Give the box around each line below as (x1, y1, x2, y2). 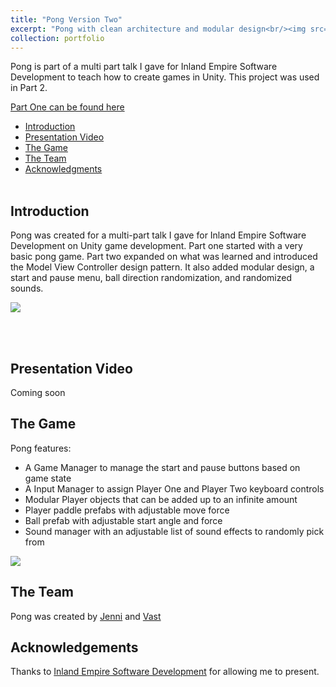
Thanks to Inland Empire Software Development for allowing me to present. (10, 666, 320, 678)
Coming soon (10, 387, 66, 398)
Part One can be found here (10, 101, 125, 113)
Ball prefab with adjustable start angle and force (24, 514, 223, 526)
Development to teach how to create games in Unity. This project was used (10, 71, 320, 83)
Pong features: (10, 442, 72, 454)
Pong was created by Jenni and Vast (10, 610, 162, 622)
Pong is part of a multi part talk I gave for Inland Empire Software (10, 61, 278, 73)
